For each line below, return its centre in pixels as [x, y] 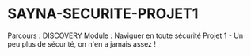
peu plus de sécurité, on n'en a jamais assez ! [82, 43]
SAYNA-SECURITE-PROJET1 [103, 14]
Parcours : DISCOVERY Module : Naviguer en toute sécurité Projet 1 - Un [125, 35]
